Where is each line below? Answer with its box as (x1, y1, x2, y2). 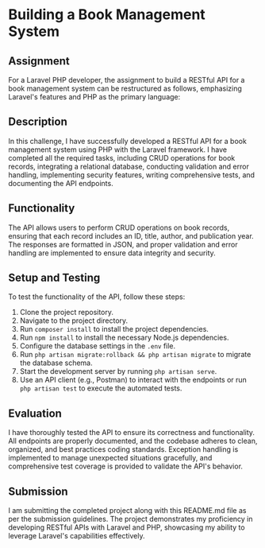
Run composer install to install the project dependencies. (19, 325, 209, 334)
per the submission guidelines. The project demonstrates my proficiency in (8, 515, 253, 524)
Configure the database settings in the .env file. (19, 341, 176, 351)
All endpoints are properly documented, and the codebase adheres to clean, (8, 436, 258, 446)
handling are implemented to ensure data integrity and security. (8, 248, 216, 258)
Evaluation (8, 406, 62, 420)
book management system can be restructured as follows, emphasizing (8, 84, 242, 93)
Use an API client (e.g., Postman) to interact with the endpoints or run (19, 375, 248, 385)
